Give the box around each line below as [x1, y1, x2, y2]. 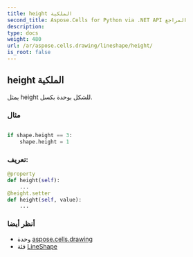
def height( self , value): [7, 196, 82, 203]
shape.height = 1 [19, 138, 70, 145]
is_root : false [7, 49, 51, 56]
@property [7, 170, 36, 177]
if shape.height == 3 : [7, 132, 73, 139]
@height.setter [7, 190, 51, 197]
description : [7, 23, 45, 30]
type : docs [7, 29, 39, 37]
